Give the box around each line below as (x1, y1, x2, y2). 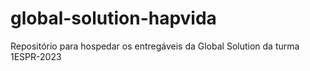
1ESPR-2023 (10, 50, 62, 62)
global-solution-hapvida (10, 7, 217, 30)
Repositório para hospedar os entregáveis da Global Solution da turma (10, 40, 300, 52)
